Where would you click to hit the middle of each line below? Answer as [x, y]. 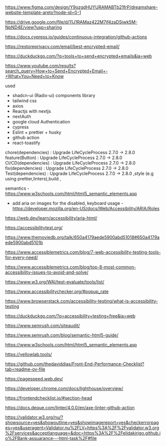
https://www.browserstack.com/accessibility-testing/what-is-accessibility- [82, 301]
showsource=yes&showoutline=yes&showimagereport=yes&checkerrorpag [82, 422]
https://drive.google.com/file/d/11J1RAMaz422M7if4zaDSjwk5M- [71, 22]
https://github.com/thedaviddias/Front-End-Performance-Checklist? [75, 364]
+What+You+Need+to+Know [34, 76]
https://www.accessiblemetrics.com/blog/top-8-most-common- [71, 267]
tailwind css [25, 101]
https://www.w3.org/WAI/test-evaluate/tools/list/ [55, 282]
